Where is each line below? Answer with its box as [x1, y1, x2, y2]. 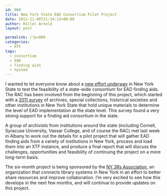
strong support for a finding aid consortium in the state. [5, 113, 119, 119]
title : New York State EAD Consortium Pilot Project [5, 12, 117, 17]
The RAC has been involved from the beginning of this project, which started [5, 92, 163, 98]
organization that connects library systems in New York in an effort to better [5, 169, 161, 175]
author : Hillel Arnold [5, 21, 52, 26]
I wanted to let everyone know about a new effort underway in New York [5, 81, 154, 87]
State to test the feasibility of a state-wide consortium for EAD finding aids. [5, 86, 159, 92]
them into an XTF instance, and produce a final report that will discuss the [5, 144, 157, 150]
